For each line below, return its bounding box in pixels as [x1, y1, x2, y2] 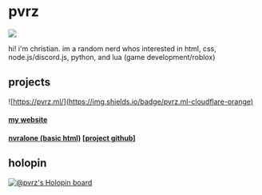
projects [8, 75, 51, 90]
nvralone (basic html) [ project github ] [8, 133, 136, 142]
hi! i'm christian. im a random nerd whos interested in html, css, [8, 43, 217, 54]
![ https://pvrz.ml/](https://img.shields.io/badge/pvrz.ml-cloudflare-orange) [8, 97, 254, 106]
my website [8, 115, 48, 125]
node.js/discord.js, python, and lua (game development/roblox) [8, 52, 216, 62]
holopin [8, 157, 47, 170]
